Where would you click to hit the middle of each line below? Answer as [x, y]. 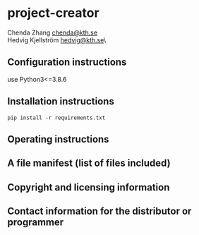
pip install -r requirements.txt [56, 118]
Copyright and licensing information [89, 187]
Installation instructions [61, 101]
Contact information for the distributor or [99, 211]
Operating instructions [58, 139]
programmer [36, 223]
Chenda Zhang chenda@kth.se [52, 32]
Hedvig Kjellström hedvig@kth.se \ [57, 40]
